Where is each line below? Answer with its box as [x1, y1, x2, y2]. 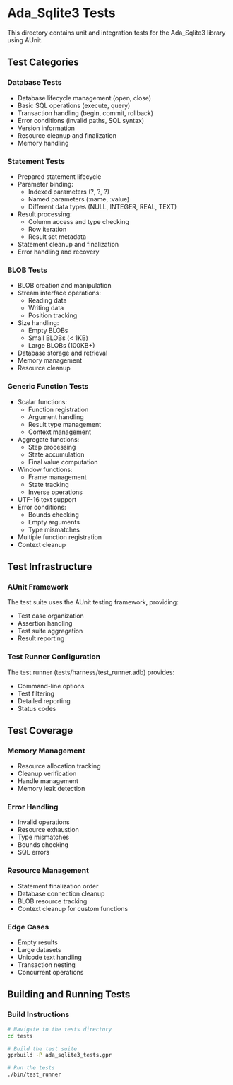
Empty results [17, 938, 59, 946]
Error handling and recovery [17, 247, 100, 256]
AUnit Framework [7, 582, 69, 592]
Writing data [28, 304, 64, 312]
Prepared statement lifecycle [17, 172, 102, 181]
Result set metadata [28, 232, 87, 241]
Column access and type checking [28, 217, 129, 225]
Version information [17, 124, 76, 132]
